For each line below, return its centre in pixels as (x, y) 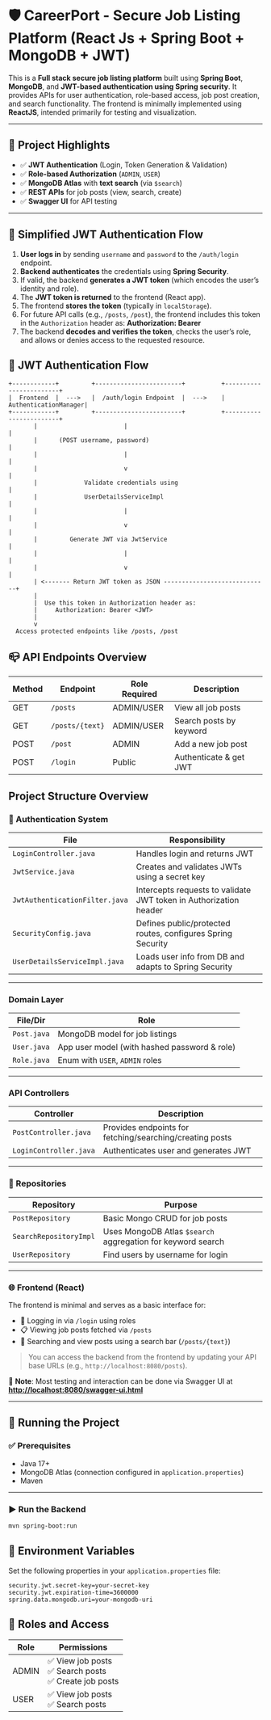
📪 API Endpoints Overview (78, 657)
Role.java (31, 1060)
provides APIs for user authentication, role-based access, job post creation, (134, 95)
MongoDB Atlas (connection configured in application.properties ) (132, 1472)
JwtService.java (44, 871)
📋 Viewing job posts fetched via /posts (85, 1330)
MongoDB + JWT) (69, 55)
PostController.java (52, 1133)
